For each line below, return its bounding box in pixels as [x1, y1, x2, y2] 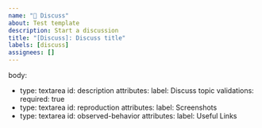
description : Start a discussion [8, 26, 119, 34]
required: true [19, 95, 65, 103]
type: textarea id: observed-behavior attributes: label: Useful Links [19, 111, 237, 120]
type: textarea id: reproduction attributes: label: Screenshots [19, 103, 218, 112]
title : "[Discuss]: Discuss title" [8, 33, 126, 42]
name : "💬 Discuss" [8, 11, 69, 20]
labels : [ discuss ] [8, 41, 69, 49]
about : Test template [8, 19, 80, 27]
